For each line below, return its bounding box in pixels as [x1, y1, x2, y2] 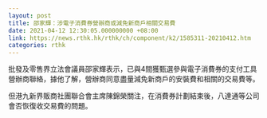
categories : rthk [8, 41, 66, 49]
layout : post [8, 11, 52, 20]
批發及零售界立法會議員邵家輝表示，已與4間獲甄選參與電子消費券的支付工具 [8, 65, 257, 74]
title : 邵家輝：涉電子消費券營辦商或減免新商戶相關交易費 [8, 19, 176, 27]
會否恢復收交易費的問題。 [8, 101, 92, 111]
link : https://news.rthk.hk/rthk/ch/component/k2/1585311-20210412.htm [8, 33, 251, 42]
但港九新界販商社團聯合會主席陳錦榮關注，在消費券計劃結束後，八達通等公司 [8, 91, 260, 100]
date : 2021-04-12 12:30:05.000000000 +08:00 [8, 26, 159, 34]
